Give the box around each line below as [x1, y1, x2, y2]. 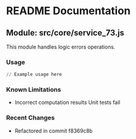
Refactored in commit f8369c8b [14, 127, 93, 134]
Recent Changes [6, 114, 55, 122]
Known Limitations [6, 86, 61, 94]
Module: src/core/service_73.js [6, 28, 124, 38]
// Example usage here [6, 72, 62, 77]
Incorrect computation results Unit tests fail [14, 99, 121, 106]
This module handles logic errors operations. [6, 43, 115, 50]
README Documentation [6, 4, 131, 18]
